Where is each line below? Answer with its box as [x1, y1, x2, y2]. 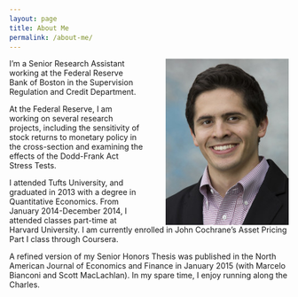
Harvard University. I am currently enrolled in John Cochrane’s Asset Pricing [9, 224, 287, 235]
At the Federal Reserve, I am [9, 104, 113, 114]
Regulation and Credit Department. [9, 87, 137, 98]
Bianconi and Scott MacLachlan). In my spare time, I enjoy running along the [9, 270, 288, 281]
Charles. [9, 279, 40, 290]
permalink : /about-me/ [9, 33, 93, 42]
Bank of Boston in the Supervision [9, 77, 134, 88]
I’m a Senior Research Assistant [9, 59, 125, 69]
